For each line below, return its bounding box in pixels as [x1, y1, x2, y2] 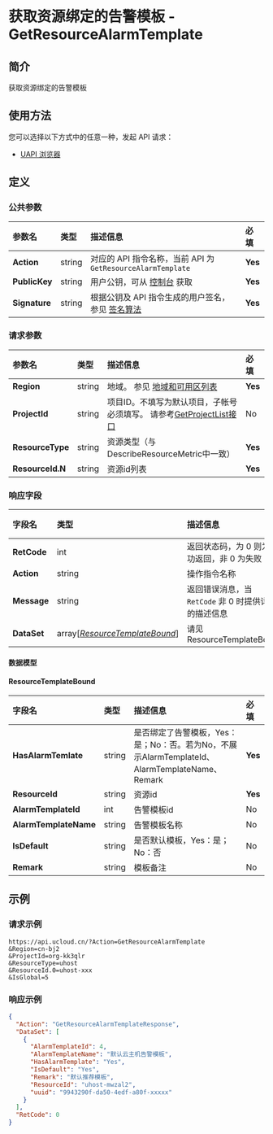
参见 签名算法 [90, 303, 142, 315]
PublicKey [12, 276, 53, 287]
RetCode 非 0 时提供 [186, 595, 261, 607]
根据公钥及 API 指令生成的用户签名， [90, 291, 230, 303]
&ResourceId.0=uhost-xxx [8, 966, 93, 975]
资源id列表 [106, 463, 148, 474]
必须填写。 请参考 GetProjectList [106, 408, 229, 420]
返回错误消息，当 [186, 583, 253, 595]
